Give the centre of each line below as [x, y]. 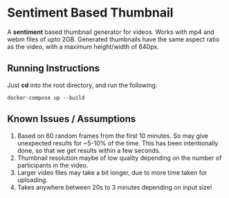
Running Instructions [54, 68]
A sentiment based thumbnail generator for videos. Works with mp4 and [111, 32]
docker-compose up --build [46, 98]
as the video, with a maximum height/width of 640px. [83, 46]
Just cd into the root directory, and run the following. [82, 85]
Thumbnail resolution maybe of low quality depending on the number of [119, 158]
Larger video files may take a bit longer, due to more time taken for [112, 172]
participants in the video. [53, 165]
